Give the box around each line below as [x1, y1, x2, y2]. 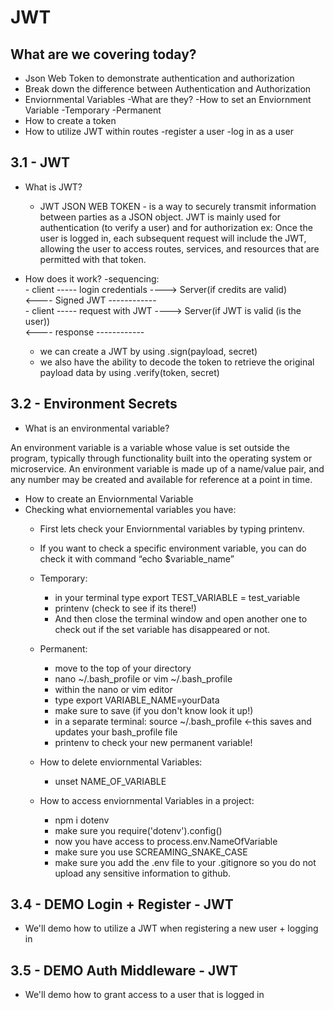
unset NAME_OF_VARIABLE [54, 775, 167, 787]
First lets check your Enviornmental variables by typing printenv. [39, 522, 305, 535]
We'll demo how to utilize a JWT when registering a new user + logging [24, 922, 319, 935]
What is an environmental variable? [24, 422, 170, 434]
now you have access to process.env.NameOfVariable [54, 835, 278, 847]
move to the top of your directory [54, 662, 192, 674]
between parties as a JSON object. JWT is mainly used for [39, 211, 281, 223]
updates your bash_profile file [54, 726, 178, 738]
